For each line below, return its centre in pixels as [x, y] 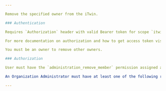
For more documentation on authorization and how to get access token [79, 41]
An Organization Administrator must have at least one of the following [82, 77]
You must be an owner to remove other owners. [54, 50]
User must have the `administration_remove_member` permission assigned [82, 68]
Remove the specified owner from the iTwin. [52, 14]
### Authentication [25, 23]
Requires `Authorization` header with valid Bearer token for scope [77, 32]
